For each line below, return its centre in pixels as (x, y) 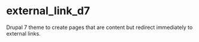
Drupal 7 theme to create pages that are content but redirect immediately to (99, 27)
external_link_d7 (48, 11)
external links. (23, 33)
